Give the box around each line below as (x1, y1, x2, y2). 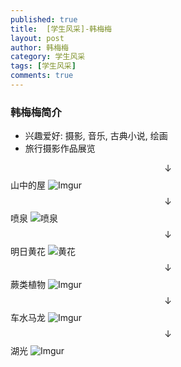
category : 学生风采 (10, 52, 86, 62)
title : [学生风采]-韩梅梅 (10, 24, 112, 34)
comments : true (10, 71, 74, 81)
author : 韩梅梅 (10, 42, 69, 53)
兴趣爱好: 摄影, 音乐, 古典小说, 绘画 (24, 130, 168, 142)
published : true (10, 14, 78, 25)
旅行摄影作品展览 (24, 142, 96, 155)
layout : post (10, 33, 65, 43)
